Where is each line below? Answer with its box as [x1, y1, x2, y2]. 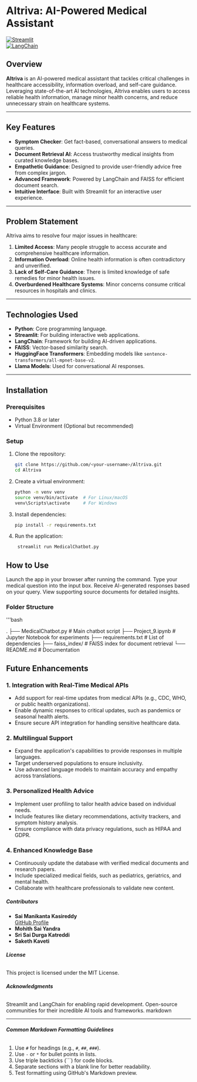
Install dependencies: [14, 511, 67, 518]
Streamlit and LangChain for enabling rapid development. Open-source [6, 1001, 178, 1008]
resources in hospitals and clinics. [14, 287, 97, 294]
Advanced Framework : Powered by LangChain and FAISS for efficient [14, 175, 185, 183]
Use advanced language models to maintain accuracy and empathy [14, 766, 178, 773]
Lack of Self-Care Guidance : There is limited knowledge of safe [14, 268, 170, 275]
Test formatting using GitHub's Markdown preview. [14, 1069, 138, 1076]
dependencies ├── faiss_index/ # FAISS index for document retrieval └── [6, 640, 186, 647]
